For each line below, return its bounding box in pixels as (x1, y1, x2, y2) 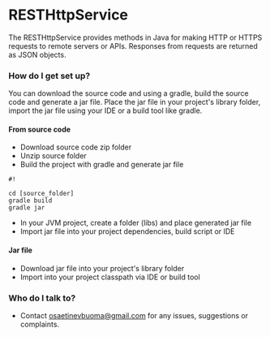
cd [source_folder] (8, 189, 75, 198)
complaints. (19, 319, 59, 329)
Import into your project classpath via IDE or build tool (19, 272, 200, 282)
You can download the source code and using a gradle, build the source (8, 89, 249, 98)
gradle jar (8, 204, 45, 212)
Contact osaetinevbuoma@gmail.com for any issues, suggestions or (19, 310, 249, 320)
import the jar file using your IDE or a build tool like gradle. (8, 106, 203, 115)
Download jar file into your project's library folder (19, 263, 185, 273)
